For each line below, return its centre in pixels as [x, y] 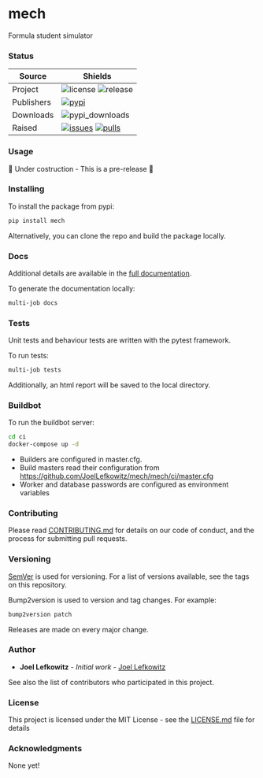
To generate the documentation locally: [72, 289]
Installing [26, 189]
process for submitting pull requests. [68, 539]
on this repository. [37, 584]
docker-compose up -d [44, 445]
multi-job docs [33, 303]
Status [21, 56]
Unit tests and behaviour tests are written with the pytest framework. [120, 340]
